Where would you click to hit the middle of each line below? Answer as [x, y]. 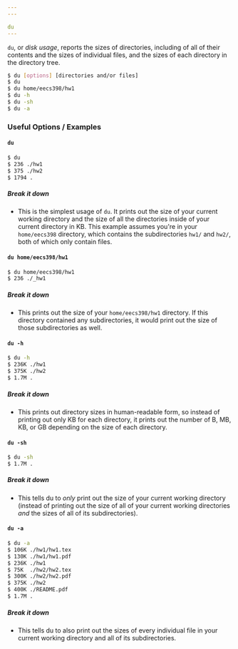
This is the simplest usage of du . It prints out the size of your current [118, 212]
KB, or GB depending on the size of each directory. [92, 427]
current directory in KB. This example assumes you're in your [108, 227]
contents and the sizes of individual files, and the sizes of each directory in [117, 55]
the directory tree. [34, 62]
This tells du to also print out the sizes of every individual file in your [118, 630]
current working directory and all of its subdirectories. [97, 638]
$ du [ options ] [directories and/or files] [73, 76]
